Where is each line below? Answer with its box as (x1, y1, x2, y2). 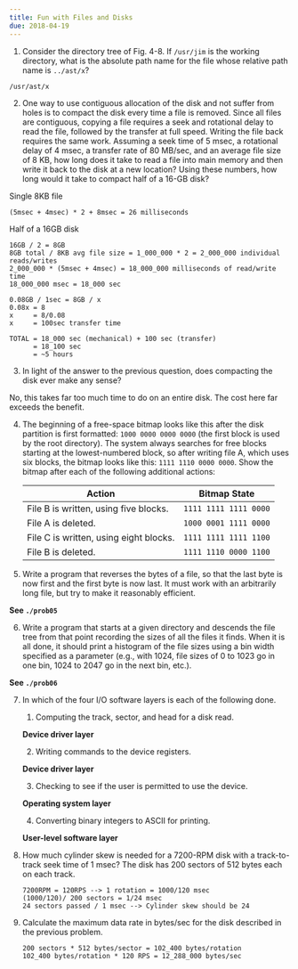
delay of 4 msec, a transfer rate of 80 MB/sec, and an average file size (21, 144, 282, 156)
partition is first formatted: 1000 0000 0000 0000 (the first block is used (21, 428, 280, 439)
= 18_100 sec (32, 342, 82, 351)
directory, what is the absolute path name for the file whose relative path (21, 55, 289, 66)
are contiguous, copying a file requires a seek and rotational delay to (21, 117, 274, 127)
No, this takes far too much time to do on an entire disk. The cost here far (9, 392, 278, 403)
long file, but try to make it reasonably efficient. (21, 587, 196, 598)
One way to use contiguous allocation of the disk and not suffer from (21, 97, 275, 108)
